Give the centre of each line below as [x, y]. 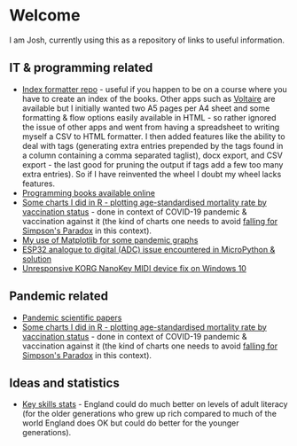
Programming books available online [88, 192]
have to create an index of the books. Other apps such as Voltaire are [148, 98]
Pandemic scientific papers [72, 317]
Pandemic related [59, 297]
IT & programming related [81, 68]
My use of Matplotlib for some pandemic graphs [110, 239]
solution [36, 259]
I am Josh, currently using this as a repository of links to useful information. [147, 40]
